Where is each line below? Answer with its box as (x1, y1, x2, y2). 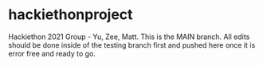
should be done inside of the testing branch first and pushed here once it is (8, 40, 256, 49)
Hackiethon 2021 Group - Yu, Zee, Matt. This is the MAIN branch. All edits (8, 32, 250, 41)
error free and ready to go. (8, 49, 96, 58)
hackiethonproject (8, 6, 133, 24)
